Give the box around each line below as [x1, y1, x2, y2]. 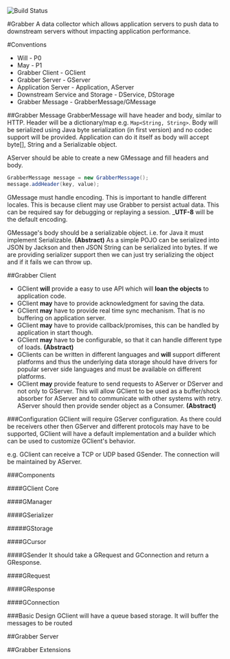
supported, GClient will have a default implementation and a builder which [7, 429, 216, 437]
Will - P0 [16, 54, 42, 62]
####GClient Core [7, 484, 59, 492]
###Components [7, 470, 55, 479]
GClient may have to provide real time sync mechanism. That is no [16, 306, 205, 315]
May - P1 [16, 61, 43, 69]
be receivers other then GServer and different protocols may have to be [7, 422, 209, 430]
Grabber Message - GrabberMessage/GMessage [16, 98, 157, 106]
